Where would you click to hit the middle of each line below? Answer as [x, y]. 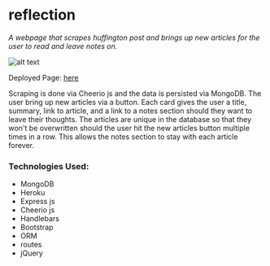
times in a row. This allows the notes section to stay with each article [123, 137]
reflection [42, 15]
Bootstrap [37, 227]
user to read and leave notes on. [63, 46]
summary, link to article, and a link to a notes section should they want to [131, 111]
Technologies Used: [49, 166]
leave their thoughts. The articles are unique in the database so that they [130, 119]
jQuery [31, 253]
